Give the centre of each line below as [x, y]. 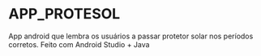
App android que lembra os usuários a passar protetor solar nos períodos [131, 36]
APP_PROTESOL [64, 14]
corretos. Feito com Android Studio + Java [79, 44]
